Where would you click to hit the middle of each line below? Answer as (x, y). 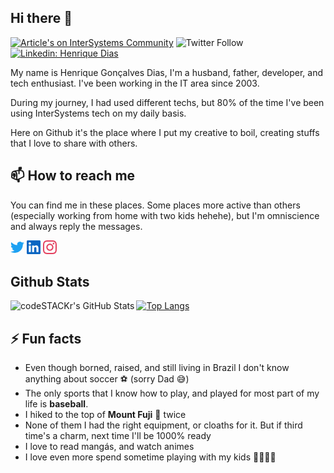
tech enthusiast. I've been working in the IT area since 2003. (135, 83)
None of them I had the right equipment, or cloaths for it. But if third (163, 425)
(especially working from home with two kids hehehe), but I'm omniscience (165, 215)
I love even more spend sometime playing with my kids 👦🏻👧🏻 (150, 457)
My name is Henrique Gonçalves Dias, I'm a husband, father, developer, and (166, 72)
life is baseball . (56, 404)
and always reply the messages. (76, 226)
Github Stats (50, 282)
